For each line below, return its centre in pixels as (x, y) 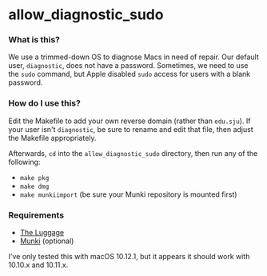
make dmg (34, 186)
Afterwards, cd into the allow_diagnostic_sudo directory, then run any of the (133, 153)
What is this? (34, 40)
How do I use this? (45, 103)
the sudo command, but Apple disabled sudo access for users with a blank (129, 74)
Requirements (36, 215)
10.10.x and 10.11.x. (38, 265)
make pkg (34, 178)
